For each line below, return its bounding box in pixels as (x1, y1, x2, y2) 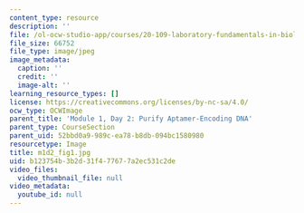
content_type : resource (9, 13, 100, 23)
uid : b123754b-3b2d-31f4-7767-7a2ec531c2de (9, 156, 176, 166)
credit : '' (17, 73, 59, 82)
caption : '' (17, 64, 63, 73)
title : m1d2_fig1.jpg (9, 148, 91, 157)
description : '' (9, 22, 71, 31)
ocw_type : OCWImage (9, 106, 83, 115)
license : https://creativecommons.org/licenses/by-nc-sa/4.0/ (9, 97, 249, 107)
